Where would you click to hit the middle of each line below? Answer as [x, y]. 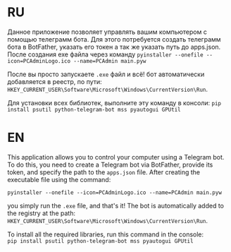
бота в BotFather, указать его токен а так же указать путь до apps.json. [114, 47]
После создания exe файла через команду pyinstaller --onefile [105, 54]
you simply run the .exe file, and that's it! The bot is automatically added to [115, 205]
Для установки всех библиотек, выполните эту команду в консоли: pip [114, 102]
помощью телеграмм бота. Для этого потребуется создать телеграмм [114, 39]
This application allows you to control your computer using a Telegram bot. [116, 157]
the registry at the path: [42, 213]
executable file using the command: [59, 179]
